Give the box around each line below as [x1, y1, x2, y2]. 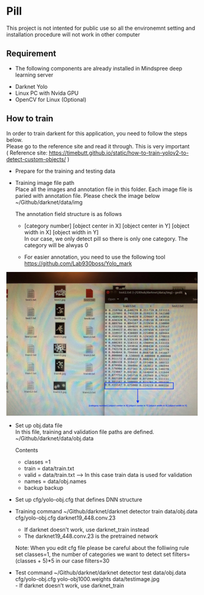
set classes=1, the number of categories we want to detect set [15, 551, 171, 558]
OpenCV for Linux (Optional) [15, 96, 87, 103]
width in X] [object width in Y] [24, 228, 99, 235]
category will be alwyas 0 [24, 242, 89, 249]
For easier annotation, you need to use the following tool [24, 253, 166, 260]
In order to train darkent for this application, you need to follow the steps [6, 130, 188, 137]
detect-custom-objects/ [6, 155, 66, 162]
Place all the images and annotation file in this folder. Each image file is [15, 186, 193, 193]
